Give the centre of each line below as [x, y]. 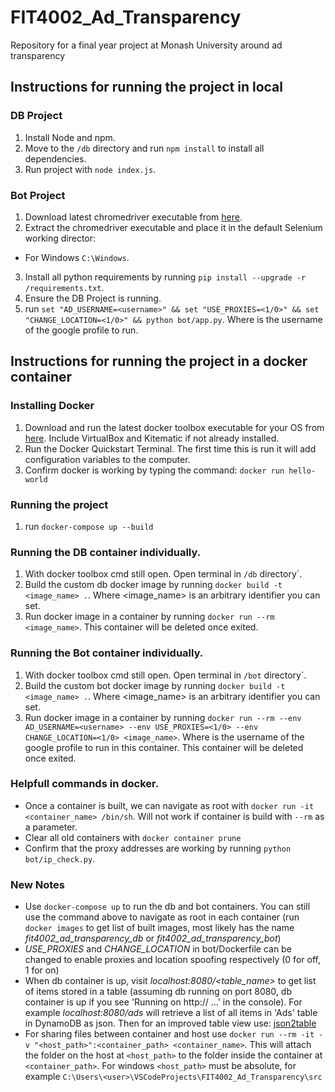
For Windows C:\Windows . [77, 257]
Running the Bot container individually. [107, 653]
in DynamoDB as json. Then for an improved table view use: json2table [170, 1023]
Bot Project [38, 195]
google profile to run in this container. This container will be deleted [164, 747]
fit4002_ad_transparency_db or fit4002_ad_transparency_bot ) [153, 938]
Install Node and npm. [70, 137]
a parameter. [51, 827]
